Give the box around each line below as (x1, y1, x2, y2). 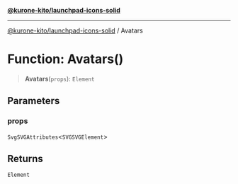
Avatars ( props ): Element (24, 74, 95, 83)
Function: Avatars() (7, 51, 124, 67)
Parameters (7, 95, 60, 107)
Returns (7, 153, 44, 165)
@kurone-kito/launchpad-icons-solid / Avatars (7, 26, 143, 35)
